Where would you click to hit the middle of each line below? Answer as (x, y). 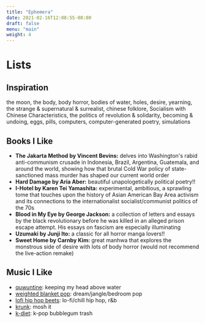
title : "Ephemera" (30, 12)
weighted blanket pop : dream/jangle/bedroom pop (79, 294)
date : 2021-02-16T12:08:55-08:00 (49, 18)
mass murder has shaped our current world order (107, 175)
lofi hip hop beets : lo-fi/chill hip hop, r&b (66, 300)
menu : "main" (23, 29)
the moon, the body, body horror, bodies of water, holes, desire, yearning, (99, 102)
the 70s (25, 207)
